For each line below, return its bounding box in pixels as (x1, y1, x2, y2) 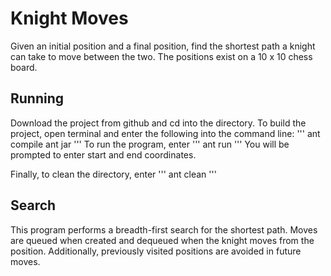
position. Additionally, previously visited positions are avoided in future (10, 245, 302, 257)
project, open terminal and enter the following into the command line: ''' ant (10, 127, 321, 139)
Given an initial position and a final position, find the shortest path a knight (10, 40, 316, 52)
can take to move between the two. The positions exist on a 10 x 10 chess (10, 50, 313, 62)
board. (10, 61, 38, 73)
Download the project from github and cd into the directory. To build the (10, 117, 307, 129)
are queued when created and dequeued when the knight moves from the (10, 234, 315, 246)
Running (10, 90, 65, 107)
